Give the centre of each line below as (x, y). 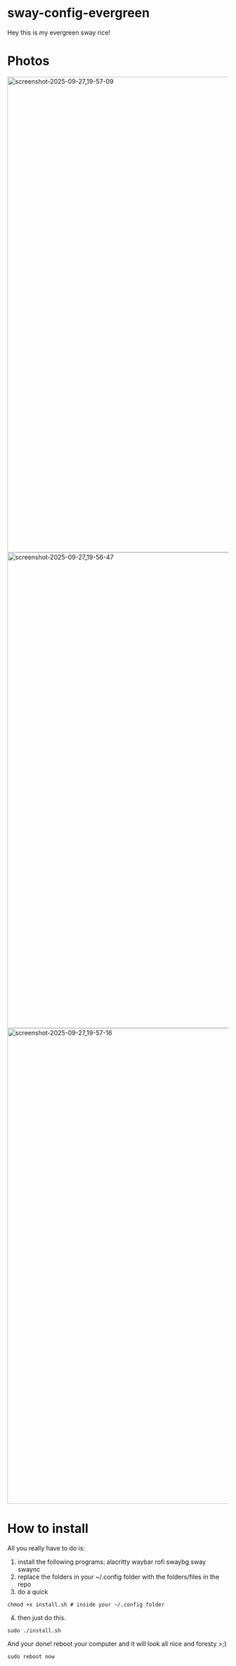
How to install (48, 1529)
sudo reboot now (31, 1656)
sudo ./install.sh (34, 1630)
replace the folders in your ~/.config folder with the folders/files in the (118, 1576)
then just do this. (42, 1617)
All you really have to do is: (46, 1548)
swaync (29, 1569)
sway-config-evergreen (78, 13)
